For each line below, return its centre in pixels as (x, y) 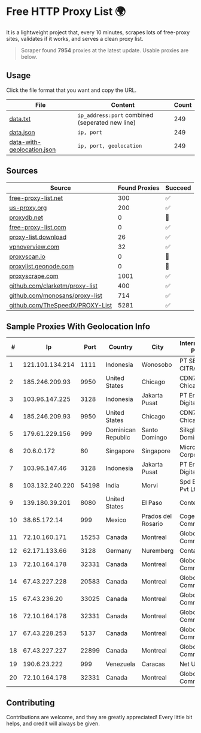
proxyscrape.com (34, 276)
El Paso (152, 503)
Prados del (157, 516)
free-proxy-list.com (38, 227)
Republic (118, 438)
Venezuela (121, 664)
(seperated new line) (107, 122)
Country (121, 347)
